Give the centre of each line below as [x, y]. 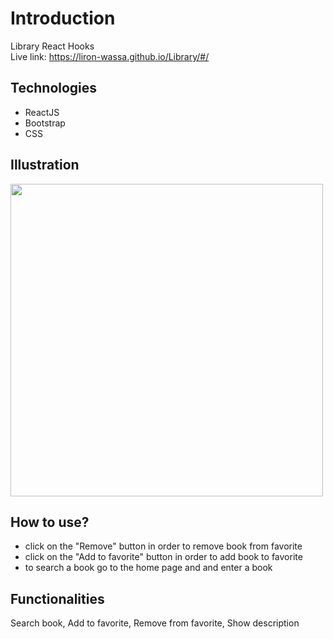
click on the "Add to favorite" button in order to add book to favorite [163, 557]
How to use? [50, 522]
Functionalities [57, 598]
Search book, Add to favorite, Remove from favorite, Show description [155, 623]
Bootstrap [45, 123]
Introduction [63, 18]
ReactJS [42, 112]
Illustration [45, 165]
